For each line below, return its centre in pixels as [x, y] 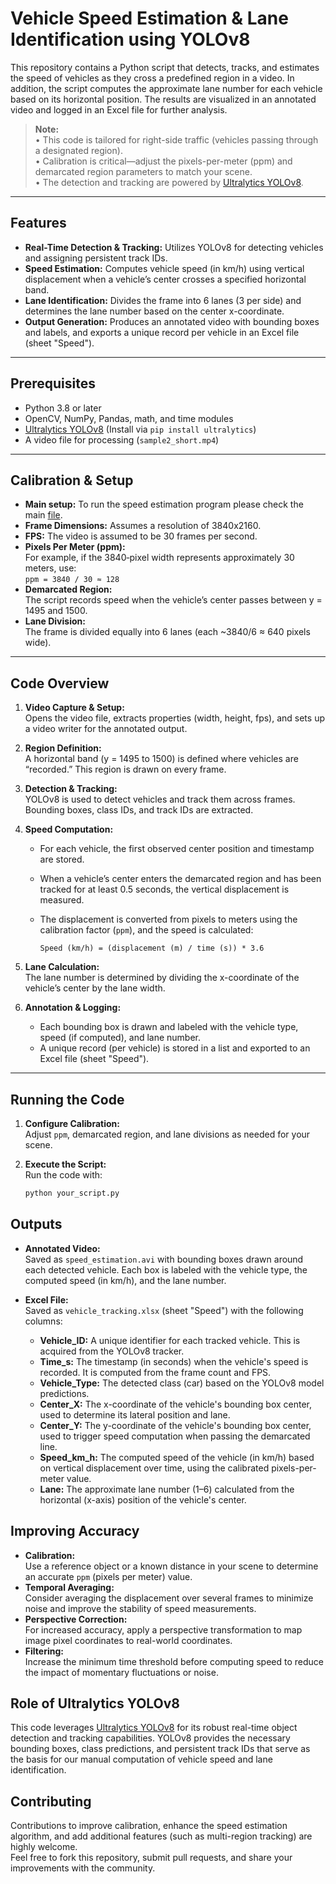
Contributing [51, 1801]
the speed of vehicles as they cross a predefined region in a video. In [152, 78]
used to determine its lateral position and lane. [135, 1414]
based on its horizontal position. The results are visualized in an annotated [163, 99]
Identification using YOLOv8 [130, 39]
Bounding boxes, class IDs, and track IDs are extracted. [139, 810]
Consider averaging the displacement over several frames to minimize [169, 1598]
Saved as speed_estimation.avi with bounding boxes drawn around [164, 1259]
